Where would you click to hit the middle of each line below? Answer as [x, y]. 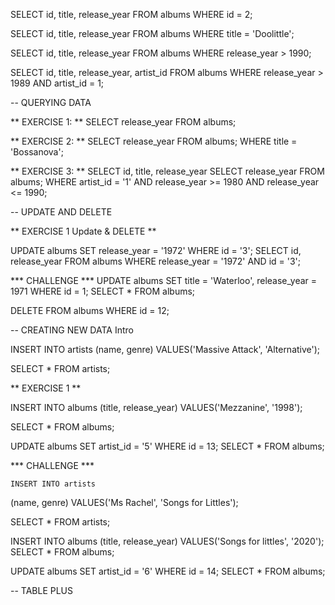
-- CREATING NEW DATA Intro [72, 330]
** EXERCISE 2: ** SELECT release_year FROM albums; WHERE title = [154, 141]
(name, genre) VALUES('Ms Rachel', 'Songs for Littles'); [124, 502]
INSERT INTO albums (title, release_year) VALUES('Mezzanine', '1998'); [156, 407]
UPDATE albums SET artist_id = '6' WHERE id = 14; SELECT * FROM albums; [168, 571]
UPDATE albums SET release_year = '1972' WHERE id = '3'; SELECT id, [156, 250]
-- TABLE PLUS [42, 590]
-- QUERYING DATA [51, 102]
